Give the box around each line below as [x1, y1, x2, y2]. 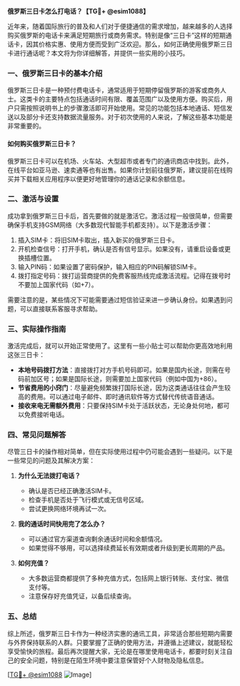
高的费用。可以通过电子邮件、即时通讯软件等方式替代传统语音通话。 [17, 393, 219, 401]
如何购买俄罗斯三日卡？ [7, 139, 76, 148]
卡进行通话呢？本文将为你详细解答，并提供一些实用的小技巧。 [7, 49, 189, 57]
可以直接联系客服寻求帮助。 [19, 304, 101, 313]
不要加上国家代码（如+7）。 [17, 280, 98, 288]
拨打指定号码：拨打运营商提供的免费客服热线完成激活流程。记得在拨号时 [17, 271, 231, 280]
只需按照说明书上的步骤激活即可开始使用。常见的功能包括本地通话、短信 [13, 104, 226, 113]
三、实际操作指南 [7, 324, 66, 334]
